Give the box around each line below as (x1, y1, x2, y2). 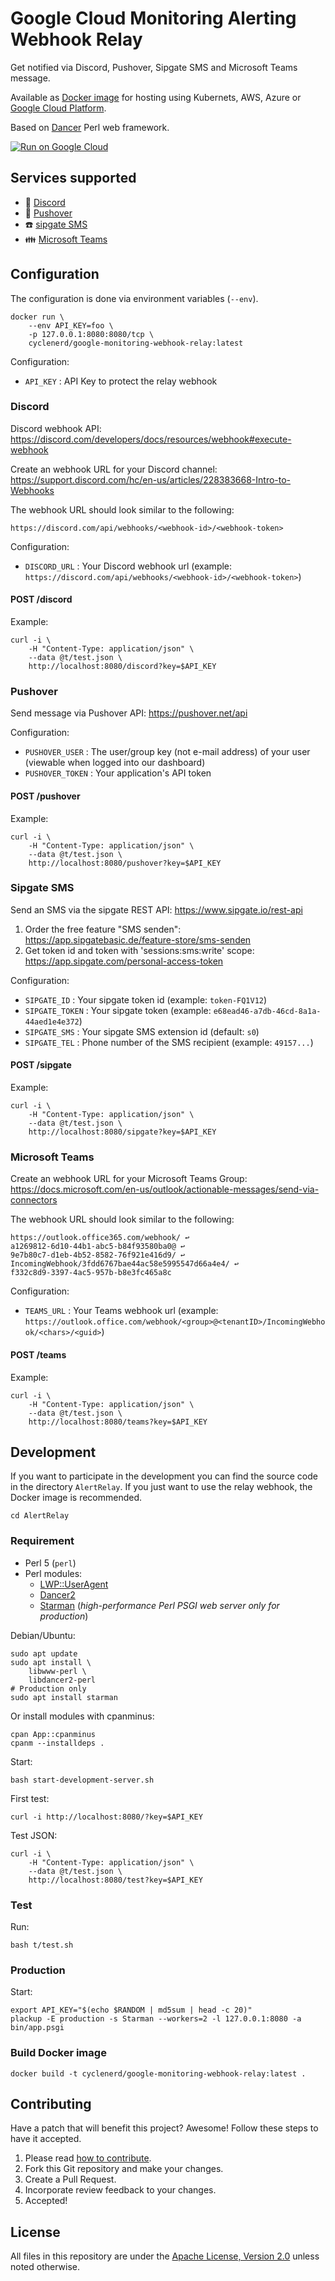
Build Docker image (10, 2046, 107, 2060)
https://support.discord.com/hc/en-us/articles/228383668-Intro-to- (10, 473, 292, 486)
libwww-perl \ (28, 1666, 87, 1676)
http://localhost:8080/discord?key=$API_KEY (28, 662, 217, 672)
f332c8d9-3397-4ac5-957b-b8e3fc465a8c (10, 1268, 172, 1278)
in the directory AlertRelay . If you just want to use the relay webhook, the (10, 1481, 313, 1493)
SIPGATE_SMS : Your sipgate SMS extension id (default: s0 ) (24, 1025, 260, 1037)
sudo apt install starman (10, 1692, 118, 1702)
